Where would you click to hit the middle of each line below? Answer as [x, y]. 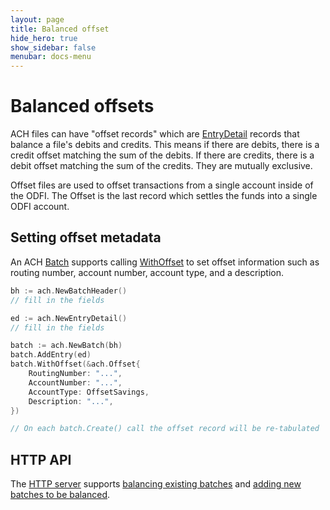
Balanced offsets [82, 106]
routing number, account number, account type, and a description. [147, 272]
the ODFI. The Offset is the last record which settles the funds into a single [164, 196]
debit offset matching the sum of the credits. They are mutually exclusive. [161, 166]
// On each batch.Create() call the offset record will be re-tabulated [165, 429]
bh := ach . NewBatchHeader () [69, 291]
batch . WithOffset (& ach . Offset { [75, 364]
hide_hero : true [44, 38]
